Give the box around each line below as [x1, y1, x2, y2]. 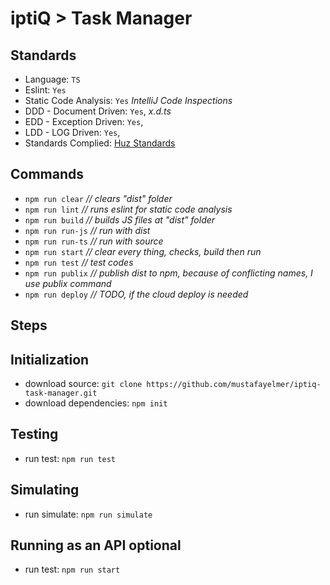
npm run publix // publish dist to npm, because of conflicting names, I [24, 267, 313, 279]
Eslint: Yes [24, 84, 67, 96]
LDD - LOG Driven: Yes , [24, 127, 121, 138]
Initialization [10, 351, 90, 368]
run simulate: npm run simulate [24, 508, 153, 520]
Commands [10, 166, 85, 183]
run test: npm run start [24, 563, 121, 576]
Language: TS [24, 73, 81, 85]
